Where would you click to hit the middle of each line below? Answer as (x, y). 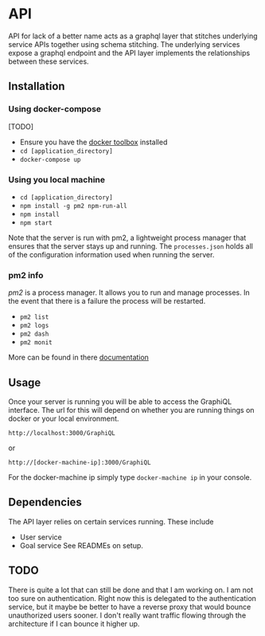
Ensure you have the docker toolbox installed (94, 142)
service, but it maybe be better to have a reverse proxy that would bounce (130, 607)
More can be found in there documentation (79, 357)
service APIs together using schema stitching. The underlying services (124, 44)
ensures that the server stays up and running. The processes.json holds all (131, 246)
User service (41, 537)
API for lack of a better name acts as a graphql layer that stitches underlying (133, 36)
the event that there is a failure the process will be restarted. (107, 301)
